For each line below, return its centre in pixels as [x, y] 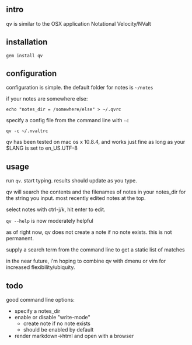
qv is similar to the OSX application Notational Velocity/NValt [79, 23]
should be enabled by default [58, 330]
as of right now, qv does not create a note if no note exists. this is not [89, 232]
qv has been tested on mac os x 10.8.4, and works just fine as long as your [96, 142]
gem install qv [25, 56]
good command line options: [40, 300]
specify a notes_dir [37, 311]
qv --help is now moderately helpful [50, 221]
